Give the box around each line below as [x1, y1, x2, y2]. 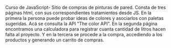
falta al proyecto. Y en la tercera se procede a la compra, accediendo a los [5, 32, 163, 37]
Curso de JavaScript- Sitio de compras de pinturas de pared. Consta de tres [5, 5, 166, 10]
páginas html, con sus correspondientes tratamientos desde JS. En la [5, 10, 152, 16]
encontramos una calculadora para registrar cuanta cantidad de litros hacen [5, 26, 166, 32]
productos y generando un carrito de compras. [5, 37, 104, 43]
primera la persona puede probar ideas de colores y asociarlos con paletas [5, 15, 164, 21]
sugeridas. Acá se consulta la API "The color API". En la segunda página [5, 20, 158, 27]
